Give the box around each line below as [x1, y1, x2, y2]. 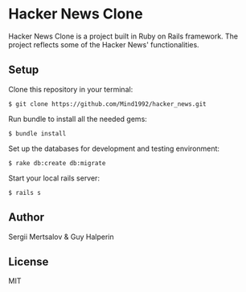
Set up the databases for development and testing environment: [8, 144, 219, 153]
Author [8, 210, 44, 225]
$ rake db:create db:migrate [8, 159, 106, 167]
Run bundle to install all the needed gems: [8, 114, 147, 124]
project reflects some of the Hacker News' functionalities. [8, 39, 199, 49]
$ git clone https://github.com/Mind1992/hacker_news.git [8, 99, 207, 108]
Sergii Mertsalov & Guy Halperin [8, 232, 114, 241]
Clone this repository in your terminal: [8, 84, 133, 94]
